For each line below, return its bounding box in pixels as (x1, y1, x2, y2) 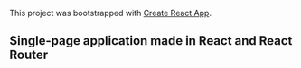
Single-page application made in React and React (9, 33, 293, 48)
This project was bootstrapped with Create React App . (9, 8, 212, 18)
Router (9, 47, 49, 63)
